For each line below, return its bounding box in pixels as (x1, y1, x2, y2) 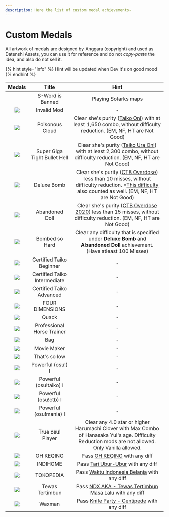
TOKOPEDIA (35, 471, 64, 478)
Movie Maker (34, 344, 65, 352)
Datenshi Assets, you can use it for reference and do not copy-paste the (5, 51, 155, 57)
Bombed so (36, 235, 63, 242)
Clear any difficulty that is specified (75, 229, 159, 236)
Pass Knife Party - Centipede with (77, 497, 158, 504)
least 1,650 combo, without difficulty (73, 121, 161, 128)
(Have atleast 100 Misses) (86, 247, 149, 254)
